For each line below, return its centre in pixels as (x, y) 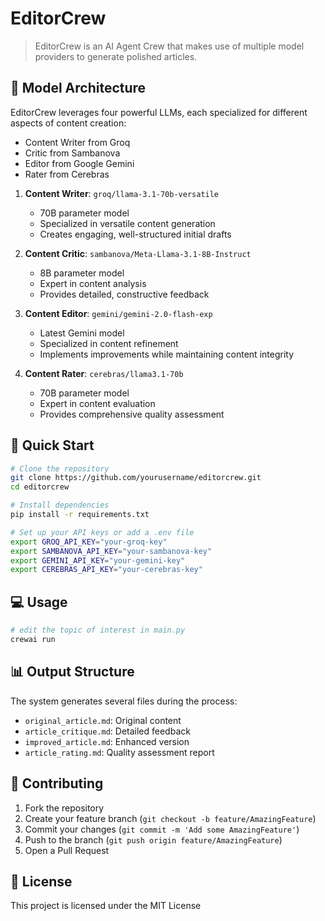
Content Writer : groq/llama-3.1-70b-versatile (122, 193)
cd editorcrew (40, 487)
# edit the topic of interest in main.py (98, 630)
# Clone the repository (60, 468)
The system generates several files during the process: (124, 701)
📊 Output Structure (72, 672)
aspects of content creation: (68, 123)
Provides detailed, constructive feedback (124, 294)
